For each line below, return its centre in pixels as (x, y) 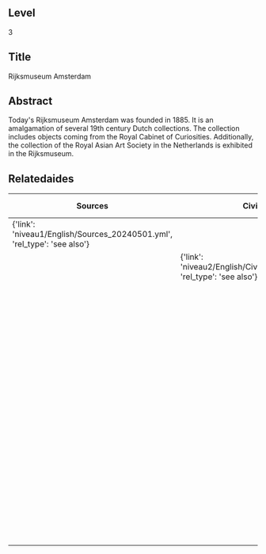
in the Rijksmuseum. (41, 154)
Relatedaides (41, 179)
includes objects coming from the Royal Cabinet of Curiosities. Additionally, (131, 137)
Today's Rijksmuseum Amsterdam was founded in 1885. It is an (111, 120)
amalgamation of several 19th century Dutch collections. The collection (124, 128)
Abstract (30, 101)
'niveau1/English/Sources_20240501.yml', (92, 235)
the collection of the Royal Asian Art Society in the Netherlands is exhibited (131, 145)
